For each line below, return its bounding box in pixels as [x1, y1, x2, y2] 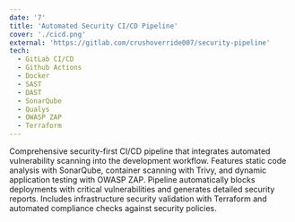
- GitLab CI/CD [17, 55, 74, 64]
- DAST [17, 88, 42, 97]
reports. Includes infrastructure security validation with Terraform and [9, 193, 267, 204]
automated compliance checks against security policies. [9, 203, 217, 213]
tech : [9, 47, 30, 55]
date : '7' [9, 13, 47, 22]
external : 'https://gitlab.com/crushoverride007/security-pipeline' [9, 38, 271, 47]
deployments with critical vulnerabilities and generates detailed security [9, 184, 275, 194]
